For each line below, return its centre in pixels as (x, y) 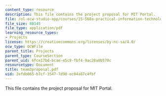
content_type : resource (30, 10)
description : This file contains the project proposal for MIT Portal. (80, 14)
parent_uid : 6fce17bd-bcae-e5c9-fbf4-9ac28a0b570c (58, 60)
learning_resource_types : (32, 33)
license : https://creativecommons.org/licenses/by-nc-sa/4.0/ (70, 42)
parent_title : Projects (30, 51)
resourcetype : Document (30, 65)
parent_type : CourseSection (34, 56)
